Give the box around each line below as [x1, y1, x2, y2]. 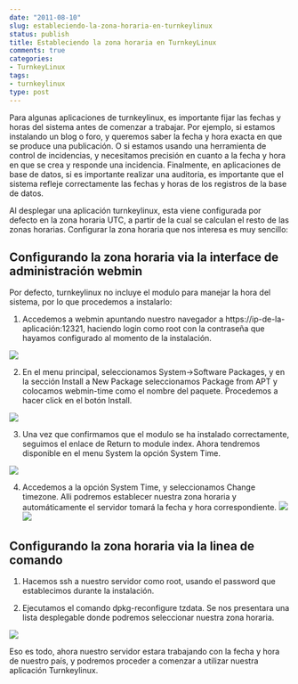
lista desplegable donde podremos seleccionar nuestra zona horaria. [21, 612, 275, 623]
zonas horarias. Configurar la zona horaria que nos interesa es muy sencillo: [9, 224, 289, 234]
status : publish [9, 29, 69, 38]
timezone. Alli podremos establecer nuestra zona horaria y [21, 492, 238, 502]
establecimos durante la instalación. [21, 585, 155, 597]
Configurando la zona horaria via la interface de [9, 249, 278, 265]
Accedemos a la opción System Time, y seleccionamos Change [21, 482, 256, 493]
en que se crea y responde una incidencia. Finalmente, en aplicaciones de [9, 159, 282, 170]
